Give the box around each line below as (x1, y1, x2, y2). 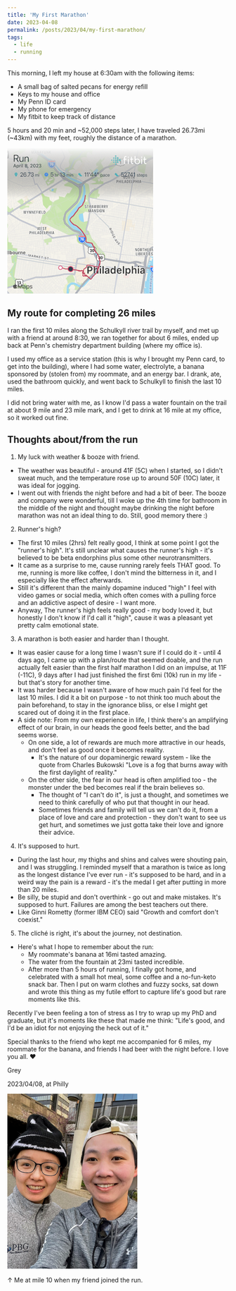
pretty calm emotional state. (17, 620, 99, 629)
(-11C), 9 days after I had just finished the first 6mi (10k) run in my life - (17, 671, 222, 679)
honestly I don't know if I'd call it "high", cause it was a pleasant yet (17, 613, 213, 622)
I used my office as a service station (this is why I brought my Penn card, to (7, 355, 225, 363)
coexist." (17, 915, 44, 924)
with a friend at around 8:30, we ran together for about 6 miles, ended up (7, 334, 219, 342)
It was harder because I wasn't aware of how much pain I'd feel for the (17, 685, 223, 694)
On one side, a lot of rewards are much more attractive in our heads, (27, 738, 226, 747)
